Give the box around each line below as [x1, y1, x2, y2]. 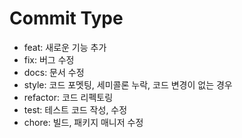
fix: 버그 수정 [23, 53, 75, 66]
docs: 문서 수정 [23, 66, 85, 78]
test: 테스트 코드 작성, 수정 [23, 103, 128, 116]
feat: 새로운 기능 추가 [23, 41, 107, 53]
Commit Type [9, 7, 124, 30]
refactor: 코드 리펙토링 [23, 91, 114, 103]
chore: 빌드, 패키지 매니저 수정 [23, 116, 144, 128]
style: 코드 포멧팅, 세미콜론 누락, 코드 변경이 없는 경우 [23, 78, 233, 91]
